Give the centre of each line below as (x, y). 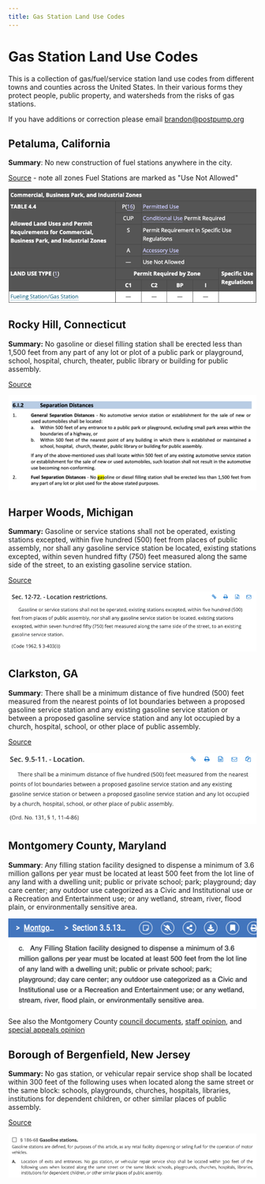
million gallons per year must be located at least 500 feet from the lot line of (131, 873)
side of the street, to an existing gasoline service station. (100, 565)
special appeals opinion (47, 1030)
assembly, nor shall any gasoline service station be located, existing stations (132, 548)
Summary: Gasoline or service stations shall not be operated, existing (122, 532)
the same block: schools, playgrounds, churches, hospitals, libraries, (119, 1090)
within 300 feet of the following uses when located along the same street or (131, 1081)
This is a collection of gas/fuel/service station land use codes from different (131, 78)
